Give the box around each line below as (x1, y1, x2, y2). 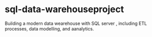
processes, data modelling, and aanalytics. (5, 25, 94, 31)
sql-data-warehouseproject (5, 4, 124, 15)
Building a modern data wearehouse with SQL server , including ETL (5, 20, 147, 26)
